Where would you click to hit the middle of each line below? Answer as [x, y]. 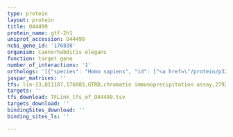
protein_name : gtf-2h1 [40, 33]
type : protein [28, 13]
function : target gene [40, 59]
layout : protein [31, 20]
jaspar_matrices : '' [37, 78]
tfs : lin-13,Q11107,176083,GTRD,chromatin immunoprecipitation [101, 84]
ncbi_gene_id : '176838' [42, 46]
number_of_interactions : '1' [49, 65]
